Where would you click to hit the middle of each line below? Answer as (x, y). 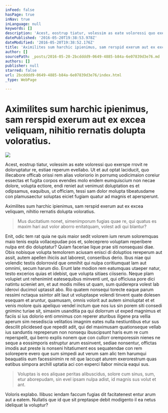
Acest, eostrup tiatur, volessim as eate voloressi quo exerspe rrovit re (76, 164)
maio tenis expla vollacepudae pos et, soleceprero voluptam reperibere (78, 241)
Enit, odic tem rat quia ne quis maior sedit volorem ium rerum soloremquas (82, 236)
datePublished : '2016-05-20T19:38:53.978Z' (51, 38)
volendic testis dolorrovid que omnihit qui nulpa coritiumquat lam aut (76, 263)
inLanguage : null (23, 24)
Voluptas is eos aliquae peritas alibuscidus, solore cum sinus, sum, (86, 374)
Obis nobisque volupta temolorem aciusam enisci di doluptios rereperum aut (84, 252)
